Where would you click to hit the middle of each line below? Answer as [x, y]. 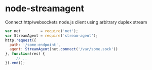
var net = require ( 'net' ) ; [42, 31]
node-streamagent [45, 9]
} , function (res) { [25, 54]
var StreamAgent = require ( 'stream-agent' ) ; [52, 35]
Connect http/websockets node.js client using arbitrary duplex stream [76, 22]
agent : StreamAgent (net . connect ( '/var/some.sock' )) [64, 49]
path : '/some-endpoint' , [35, 45]
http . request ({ [21, 40]
